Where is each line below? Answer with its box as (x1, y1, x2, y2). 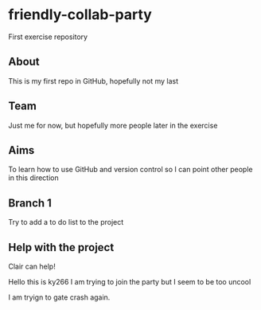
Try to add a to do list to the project (8, 218, 124, 227)
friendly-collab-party (8, 6, 153, 24)
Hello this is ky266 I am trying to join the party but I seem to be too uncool (8, 277, 251, 286)
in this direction (8, 173, 59, 182)
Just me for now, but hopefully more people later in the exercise (8, 120, 218, 130)
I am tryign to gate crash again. (8, 292, 111, 302)
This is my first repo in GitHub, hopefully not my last (8, 76, 179, 85)
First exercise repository (8, 32, 88, 41)
